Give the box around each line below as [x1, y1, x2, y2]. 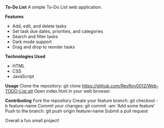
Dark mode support [12, 39, 52, 45]
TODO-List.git [5, 88, 33, 94]
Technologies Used [5, 53, 46, 59]
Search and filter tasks [12, 34, 58, 39]
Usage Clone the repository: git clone [5, 83, 81, 89]
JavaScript [12, 74, 34, 79]
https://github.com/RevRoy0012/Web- [82, 83, 159, 89]
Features [5, 14, 24, 19]
